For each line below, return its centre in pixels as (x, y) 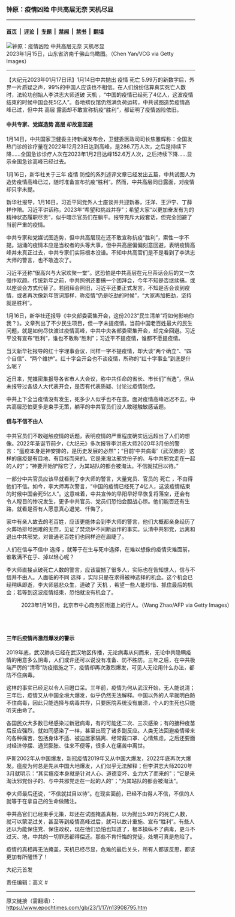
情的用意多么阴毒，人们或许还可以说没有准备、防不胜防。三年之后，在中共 (98, 660)
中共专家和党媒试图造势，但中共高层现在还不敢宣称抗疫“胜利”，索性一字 (95, 237)
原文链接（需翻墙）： (31, 901)
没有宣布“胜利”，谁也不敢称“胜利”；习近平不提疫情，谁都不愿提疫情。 (97, 338)
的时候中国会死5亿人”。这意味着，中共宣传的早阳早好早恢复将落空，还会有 (98, 494)
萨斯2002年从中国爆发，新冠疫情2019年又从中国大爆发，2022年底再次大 (96, 758)
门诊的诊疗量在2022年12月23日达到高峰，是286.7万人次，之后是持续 (96, 146)
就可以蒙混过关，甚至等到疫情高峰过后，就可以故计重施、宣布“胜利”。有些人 (100, 821)
